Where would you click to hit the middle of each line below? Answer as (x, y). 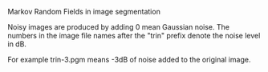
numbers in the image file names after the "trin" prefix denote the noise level (134, 36)
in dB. (17, 44)
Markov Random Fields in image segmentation (84, 12)
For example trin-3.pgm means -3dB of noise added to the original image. (129, 60)
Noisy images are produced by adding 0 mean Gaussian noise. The (119, 27)
